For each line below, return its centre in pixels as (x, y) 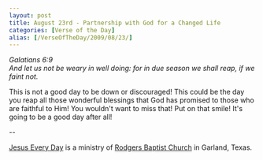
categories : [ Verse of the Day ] (62, 30)
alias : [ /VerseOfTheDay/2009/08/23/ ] (71, 37)
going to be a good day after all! (61, 117)
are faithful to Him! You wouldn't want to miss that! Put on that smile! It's (126, 109)
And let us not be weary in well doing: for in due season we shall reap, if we (132, 69)
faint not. (24, 76)
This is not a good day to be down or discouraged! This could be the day (127, 92)
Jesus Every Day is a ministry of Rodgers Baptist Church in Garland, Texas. (131, 147)
